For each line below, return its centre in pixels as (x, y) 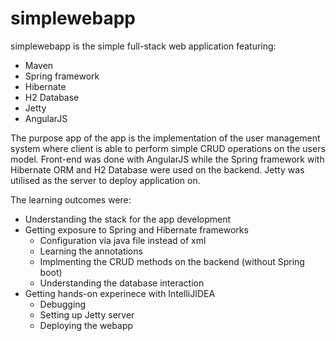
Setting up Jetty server (87, 314)
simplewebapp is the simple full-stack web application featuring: (143, 46)
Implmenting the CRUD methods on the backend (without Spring (172, 261)
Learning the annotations (91, 251)
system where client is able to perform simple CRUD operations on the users (168, 148)
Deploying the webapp (86, 325)
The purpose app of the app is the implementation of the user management (165, 138)
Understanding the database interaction (122, 283)
